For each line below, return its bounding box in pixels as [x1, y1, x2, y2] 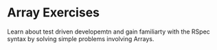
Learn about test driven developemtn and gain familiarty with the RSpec [7, 27, 211, 36]
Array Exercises [7, 5, 100, 21]
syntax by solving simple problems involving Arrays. [7, 34, 155, 42]
